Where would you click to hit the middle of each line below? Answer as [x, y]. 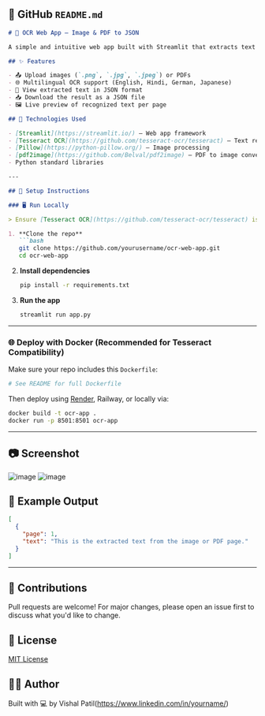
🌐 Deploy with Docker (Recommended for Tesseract [110, 342]
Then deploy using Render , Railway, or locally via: [89, 398]
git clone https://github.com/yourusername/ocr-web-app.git [119, 248]
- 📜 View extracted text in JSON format [76, 90]
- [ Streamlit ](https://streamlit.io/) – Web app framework [107, 133]
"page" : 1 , [40, 534]
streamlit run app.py [55, 315]
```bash [31, 241]
